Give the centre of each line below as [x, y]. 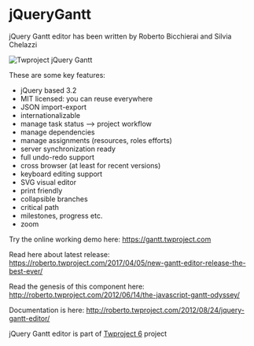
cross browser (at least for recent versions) [90, 165]
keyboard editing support [61, 174]
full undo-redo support [57, 157]
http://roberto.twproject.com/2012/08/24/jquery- [165, 310]
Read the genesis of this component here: [77, 286]
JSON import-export [53, 107]
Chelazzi [23, 44]
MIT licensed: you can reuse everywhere [86, 98]
